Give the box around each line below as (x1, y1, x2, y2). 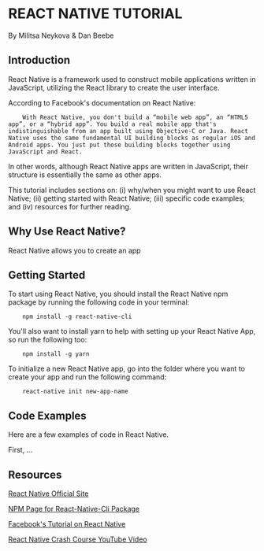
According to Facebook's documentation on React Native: (8, 98, 196, 107)
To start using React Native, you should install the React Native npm (8, 289, 229, 299)
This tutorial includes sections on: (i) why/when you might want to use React (8, 185, 256, 194)
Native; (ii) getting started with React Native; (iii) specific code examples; (8, 194, 246, 203)
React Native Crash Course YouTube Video (8, 534, 147, 544)
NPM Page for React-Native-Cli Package (8, 505, 140, 513)
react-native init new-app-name (22, 387, 128, 396)
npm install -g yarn (22, 350, 90, 358)
